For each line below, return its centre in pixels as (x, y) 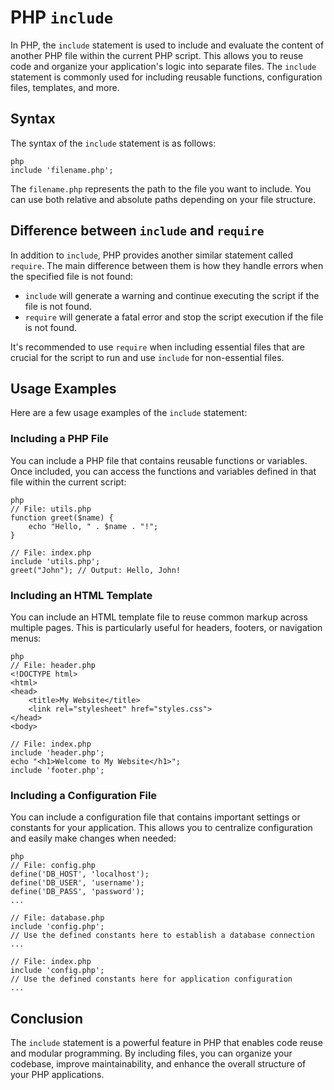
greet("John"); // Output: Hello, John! (96, 570)
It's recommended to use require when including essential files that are (157, 347)
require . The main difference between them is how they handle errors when (167, 265)
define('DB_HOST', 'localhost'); (80, 874)
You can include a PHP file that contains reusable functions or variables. (159, 460)
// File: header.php (53, 665)
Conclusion (47, 1018)
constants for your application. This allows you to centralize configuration (161, 828)
